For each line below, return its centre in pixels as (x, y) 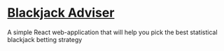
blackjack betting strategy (45, 39)
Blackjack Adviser (61, 13)
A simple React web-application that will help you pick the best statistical (113, 32)
